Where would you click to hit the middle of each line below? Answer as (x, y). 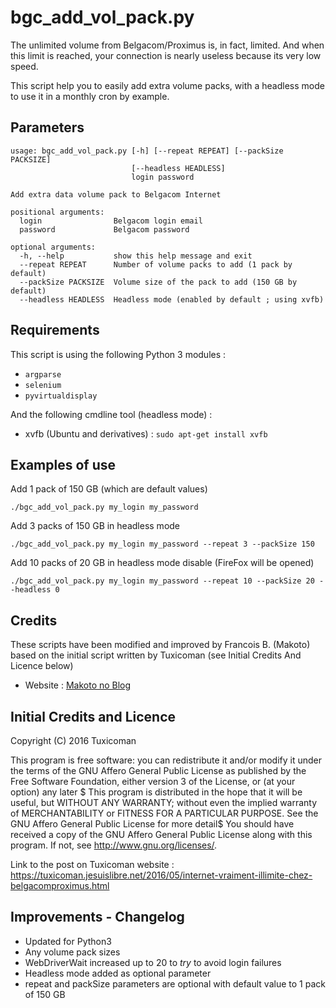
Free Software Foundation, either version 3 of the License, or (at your (153, 781)
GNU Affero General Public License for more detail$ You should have (152, 824)
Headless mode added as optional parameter (118, 973)
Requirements (55, 330)
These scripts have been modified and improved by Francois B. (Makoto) (160, 645)
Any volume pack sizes (72, 952)
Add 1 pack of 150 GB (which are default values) (109, 489)
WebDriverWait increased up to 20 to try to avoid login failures (153, 962)
